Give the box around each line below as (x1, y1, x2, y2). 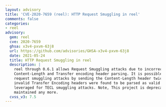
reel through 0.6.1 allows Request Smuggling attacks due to (14, 67, 142, 72)
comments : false (5, 16, 39, 21)
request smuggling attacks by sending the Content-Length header (14, 76, 152, 81)
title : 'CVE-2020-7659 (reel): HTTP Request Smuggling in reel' (5, 12, 140, 17)
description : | (9, 62, 41, 67)
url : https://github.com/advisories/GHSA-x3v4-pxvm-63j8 (9, 48, 129, 53)
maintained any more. (14, 90, 58, 95)
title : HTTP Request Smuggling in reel (9, 58, 92, 63)
